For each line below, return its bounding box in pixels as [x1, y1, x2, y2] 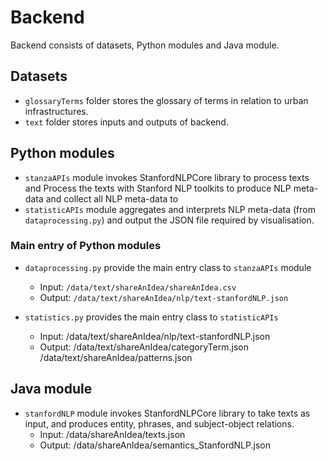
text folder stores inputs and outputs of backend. [24, 116, 229, 128]
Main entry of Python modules [10, 239, 162, 253]
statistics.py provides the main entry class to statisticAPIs [24, 311, 279, 323]
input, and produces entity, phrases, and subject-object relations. [24, 417, 295, 430]
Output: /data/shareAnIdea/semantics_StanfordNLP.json [39, 439, 271, 451]
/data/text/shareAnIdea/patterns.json [39, 351, 193, 363]
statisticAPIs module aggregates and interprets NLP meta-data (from [24, 203, 316, 215]
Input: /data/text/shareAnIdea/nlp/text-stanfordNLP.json [39, 330, 271, 342]
